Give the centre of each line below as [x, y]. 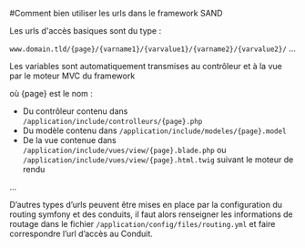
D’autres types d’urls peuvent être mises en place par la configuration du [146, 205]
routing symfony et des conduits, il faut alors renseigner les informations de [151, 214]
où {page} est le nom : [51, 93]
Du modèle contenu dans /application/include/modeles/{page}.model [154, 130]
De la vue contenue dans [69, 140]
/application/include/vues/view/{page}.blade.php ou [124, 150]
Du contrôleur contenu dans [75, 111]
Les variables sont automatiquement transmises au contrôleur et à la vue [146, 66]
